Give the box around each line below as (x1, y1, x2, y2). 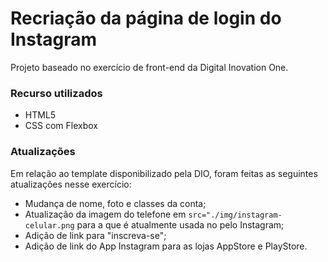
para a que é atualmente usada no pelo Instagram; (76, 218, 285, 231)
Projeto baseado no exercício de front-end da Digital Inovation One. (10, 61, 289, 73)
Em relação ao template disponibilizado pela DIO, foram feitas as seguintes (10, 167, 318, 179)
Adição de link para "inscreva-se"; (24, 229, 167, 241)
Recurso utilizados (10, 86, 103, 100)
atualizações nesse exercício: (10, 178, 132, 190)
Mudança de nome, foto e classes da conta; (24, 197, 207, 209)
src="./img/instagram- (188, 210, 283, 220)
